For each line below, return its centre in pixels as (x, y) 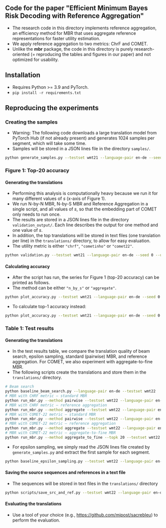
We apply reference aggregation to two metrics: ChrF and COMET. (80, 44)
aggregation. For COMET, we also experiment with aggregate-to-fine (83, 362)
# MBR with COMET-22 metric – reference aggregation (61, 424)
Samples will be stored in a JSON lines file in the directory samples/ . (81, 149)
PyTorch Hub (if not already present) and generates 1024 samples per (83, 138)
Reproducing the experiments (52, 108)
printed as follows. (31, 283)
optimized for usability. (36, 60)
